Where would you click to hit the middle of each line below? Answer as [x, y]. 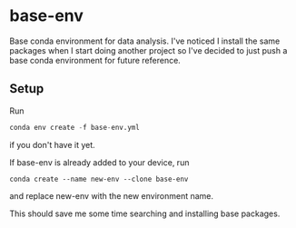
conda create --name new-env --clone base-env [99, 179]
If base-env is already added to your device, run [99, 162]
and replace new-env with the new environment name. [112, 195]
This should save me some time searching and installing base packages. [145, 213]
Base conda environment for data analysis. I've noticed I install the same [145, 41]
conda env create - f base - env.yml [75, 127]
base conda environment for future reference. [95, 60]
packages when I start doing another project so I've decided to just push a [148, 50]
